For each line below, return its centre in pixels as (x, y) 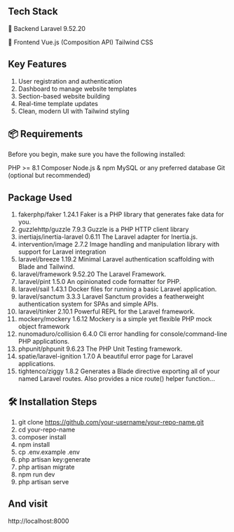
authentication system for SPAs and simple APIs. (88, 304)
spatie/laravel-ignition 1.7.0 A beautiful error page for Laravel (105, 356)
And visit (28, 504)
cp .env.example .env (49, 452)
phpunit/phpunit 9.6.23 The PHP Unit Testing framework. (100, 349)
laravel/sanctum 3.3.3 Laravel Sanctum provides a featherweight (111, 297)
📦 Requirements (46, 134)
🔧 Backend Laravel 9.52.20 (47, 28)
